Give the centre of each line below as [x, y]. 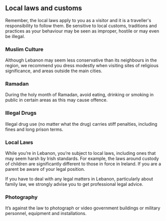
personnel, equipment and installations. [46, 213]
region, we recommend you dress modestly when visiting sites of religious [82, 66]
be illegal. [15, 36]
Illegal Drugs [21, 113]
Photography [22, 197]
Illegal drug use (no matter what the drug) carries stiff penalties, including [81, 124]
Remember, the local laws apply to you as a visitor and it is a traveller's [78, 20]
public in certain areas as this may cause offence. [56, 100]
